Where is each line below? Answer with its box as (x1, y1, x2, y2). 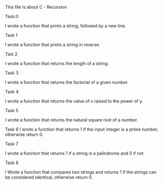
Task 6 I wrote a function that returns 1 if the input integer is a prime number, (5, 126, 159, 132)
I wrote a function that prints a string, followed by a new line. (5, 23, 127, 29)
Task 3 (5, 70, 18, 76)
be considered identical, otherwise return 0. (5, 174, 93, 180)
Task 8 (5, 160, 18, 166)
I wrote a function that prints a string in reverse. (5, 42, 101, 48)
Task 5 (5, 108, 18, 113)
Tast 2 (5, 51, 18, 57)
